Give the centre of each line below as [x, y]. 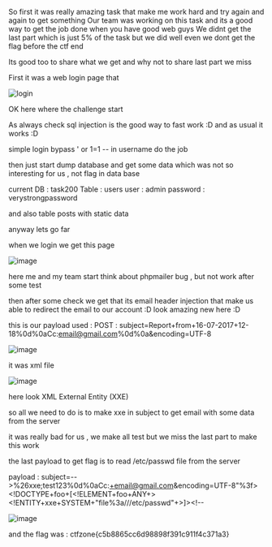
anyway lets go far [39, 229]
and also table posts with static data [69, 213]
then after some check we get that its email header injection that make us [131, 301]
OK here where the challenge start [66, 109]
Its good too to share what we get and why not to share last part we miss [130, 62]
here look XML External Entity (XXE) [69, 396]
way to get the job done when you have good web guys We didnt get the [130, 29]
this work [24, 445]
